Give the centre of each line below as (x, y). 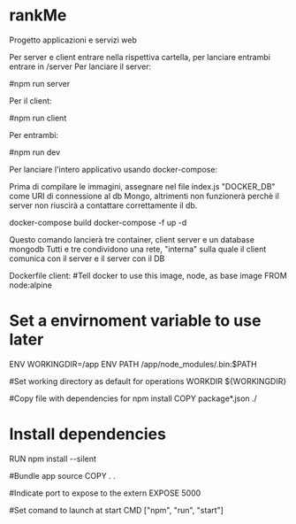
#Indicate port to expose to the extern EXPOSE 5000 (105, 493)
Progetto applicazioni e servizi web (73, 40)
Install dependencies (87, 434)
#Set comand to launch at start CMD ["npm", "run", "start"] (116, 510)
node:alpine (31, 285)
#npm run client (38, 118)
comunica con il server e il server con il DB (87, 258)
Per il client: (30, 100)
